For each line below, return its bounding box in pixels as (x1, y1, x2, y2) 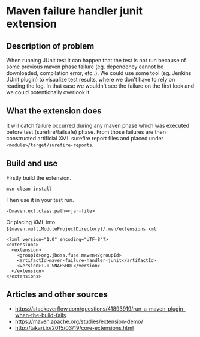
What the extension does (6, 106, 102, 116)
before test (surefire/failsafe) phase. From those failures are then (6, 128, 166, 136)
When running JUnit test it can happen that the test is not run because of (6, 57, 187, 64)
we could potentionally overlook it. (6, 89, 92, 95)
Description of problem (6, 41, 95, 51)
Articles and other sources (6, 290, 108, 300)
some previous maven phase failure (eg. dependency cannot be (6, 63, 164, 70)
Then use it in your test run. (6, 196, 74, 203)
